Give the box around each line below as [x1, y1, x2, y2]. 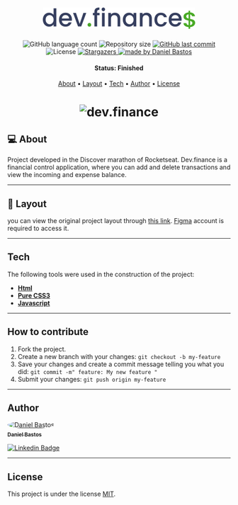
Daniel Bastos [7, 431, 42, 438]
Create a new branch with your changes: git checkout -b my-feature [17, 352, 221, 361]
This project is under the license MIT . [7, 489, 116, 498]
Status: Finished [94, 64, 144, 72]
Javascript [17, 298, 50, 307]
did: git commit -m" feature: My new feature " [17, 367, 158, 375]
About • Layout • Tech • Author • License [57, 79, 181, 88]
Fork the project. [17, 344, 67, 353]
